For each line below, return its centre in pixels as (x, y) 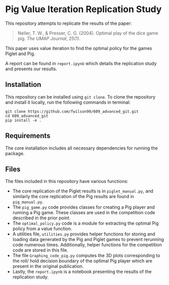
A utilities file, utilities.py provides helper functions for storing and (84, 234)
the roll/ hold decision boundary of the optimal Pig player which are (82, 261)
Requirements (28, 136)
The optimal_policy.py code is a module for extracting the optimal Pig (86, 223)
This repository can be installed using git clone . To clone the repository (80, 97)
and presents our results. (31, 69)
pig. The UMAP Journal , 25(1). (49, 38)
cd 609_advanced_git (27, 116)
